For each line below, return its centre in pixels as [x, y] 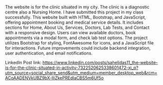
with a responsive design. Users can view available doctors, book [70, 33]
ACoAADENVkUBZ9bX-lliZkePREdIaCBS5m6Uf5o [55, 78]
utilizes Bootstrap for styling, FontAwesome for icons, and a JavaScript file [79, 43]
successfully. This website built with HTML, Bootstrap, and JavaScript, [76, 17]
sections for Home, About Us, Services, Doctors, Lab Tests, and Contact [77, 28]
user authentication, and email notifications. [49, 53]
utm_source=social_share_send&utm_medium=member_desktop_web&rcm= [81, 73]
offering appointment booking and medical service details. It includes [74, 22]
